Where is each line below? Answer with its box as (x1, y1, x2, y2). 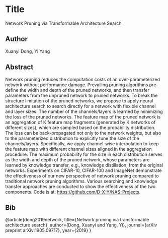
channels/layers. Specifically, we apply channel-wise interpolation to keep (5, 140, 159, 147)
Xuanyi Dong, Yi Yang (5, 48, 50, 54)
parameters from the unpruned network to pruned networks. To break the (5, 92, 158, 98)
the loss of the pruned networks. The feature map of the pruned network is (5, 113, 161, 120)
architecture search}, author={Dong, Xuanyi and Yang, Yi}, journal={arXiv (5, 222, 157, 228)
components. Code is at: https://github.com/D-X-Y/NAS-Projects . (5, 189, 141, 195)
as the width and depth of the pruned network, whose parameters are (5, 156, 150, 162)
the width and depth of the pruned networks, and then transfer (19, 87, 150, 93)
